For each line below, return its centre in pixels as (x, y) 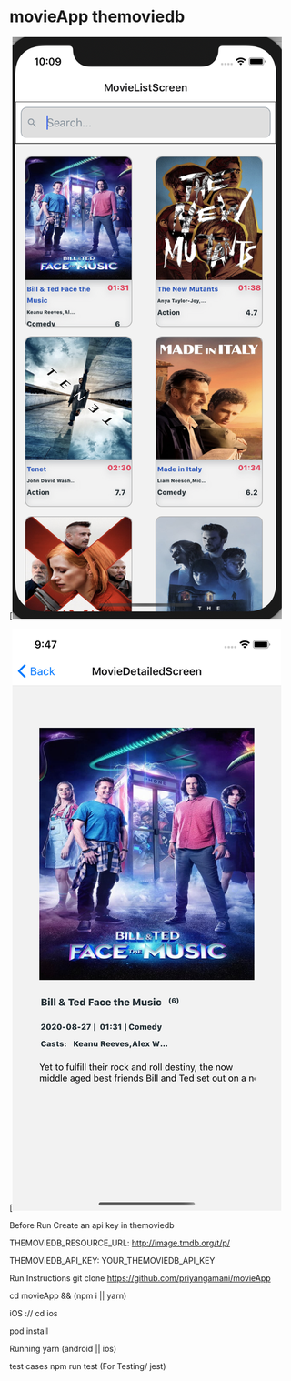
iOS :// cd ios (34, 1313)
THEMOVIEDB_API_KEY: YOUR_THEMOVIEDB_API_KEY (112, 1260)
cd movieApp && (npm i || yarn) (68, 1295)
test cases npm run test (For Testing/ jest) (88, 1366)
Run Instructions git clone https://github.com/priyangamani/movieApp (140, 1278)
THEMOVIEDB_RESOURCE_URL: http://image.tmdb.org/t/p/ (120, 1243)
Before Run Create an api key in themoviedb (92, 1225)
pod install (29, 1331)
